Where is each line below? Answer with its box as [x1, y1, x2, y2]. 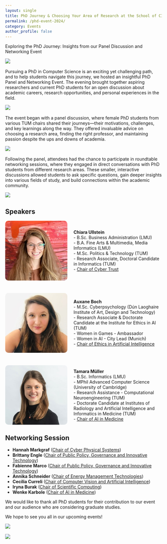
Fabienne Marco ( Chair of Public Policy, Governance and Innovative [12, 463, 152, 469]
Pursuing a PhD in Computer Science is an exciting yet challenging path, [5, 69, 153, 75]
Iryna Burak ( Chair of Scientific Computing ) [12, 484, 102, 490]
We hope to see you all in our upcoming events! [5, 514, 103, 520]
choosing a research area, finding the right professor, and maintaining [5, 131, 148, 137]
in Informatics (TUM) [74, 261, 116, 267]
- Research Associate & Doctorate [74, 314, 143, 321]
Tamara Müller [74, 368, 104, 374]
